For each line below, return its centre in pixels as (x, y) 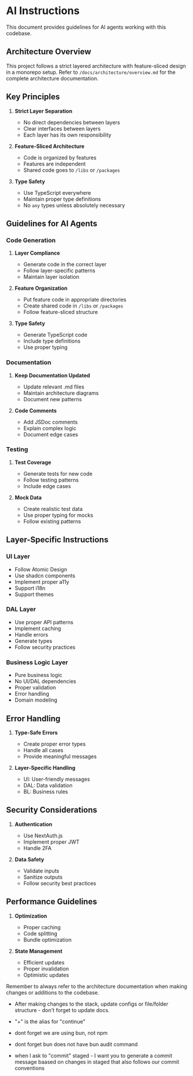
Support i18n (30, 588)
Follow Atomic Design (41, 569)
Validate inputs (41, 871)
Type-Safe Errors (36, 732)
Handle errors (31, 634)
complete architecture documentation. (52, 78)
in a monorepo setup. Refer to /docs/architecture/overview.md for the (91, 72)
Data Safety (29, 859)
